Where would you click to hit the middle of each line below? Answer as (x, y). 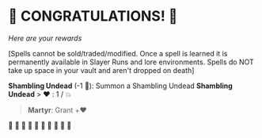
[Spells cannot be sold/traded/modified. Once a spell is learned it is (118, 53)
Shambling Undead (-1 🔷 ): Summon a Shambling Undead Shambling (121, 86)
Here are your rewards (45, 38)
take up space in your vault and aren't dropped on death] (101, 70)
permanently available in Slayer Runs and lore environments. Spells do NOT (131, 62)
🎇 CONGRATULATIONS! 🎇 (93, 16)
